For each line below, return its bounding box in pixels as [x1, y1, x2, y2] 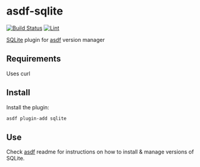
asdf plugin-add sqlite [6, 115, 67, 121]
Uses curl [6, 70, 30, 77]
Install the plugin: [6, 103, 50, 111]
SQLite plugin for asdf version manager [6, 36, 105, 43]
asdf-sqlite [6, 4, 63, 18]
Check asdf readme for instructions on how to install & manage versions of [6, 148, 194, 155]
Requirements [6, 53, 61, 64]
